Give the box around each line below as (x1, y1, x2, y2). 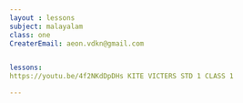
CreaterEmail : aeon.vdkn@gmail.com (9, 38, 145, 48)
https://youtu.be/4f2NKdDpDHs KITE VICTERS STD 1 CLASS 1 (9, 72, 234, 81)
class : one (9, 30, 51, 39)
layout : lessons (9, 13, 76, 23)
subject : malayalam (9, 22, 84, 31)
